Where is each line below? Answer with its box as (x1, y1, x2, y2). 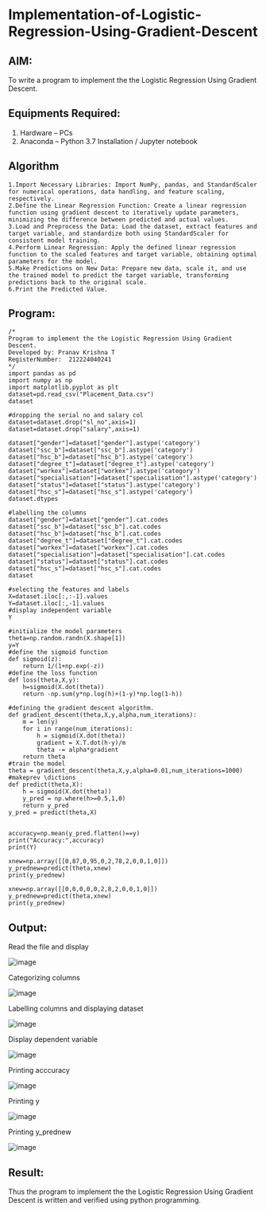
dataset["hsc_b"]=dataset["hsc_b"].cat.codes (8, 530, 161, 538)
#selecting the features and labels (8, 585, 129, 594)
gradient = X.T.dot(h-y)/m (37, 739, 126, 747)
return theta (22, 753, 66, 761)
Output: (8, 921, 48, 934)
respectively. (8, 194, 56, 202)
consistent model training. (8, 237, 102, 245)
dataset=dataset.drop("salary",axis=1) (8, 425, 141, 433)
